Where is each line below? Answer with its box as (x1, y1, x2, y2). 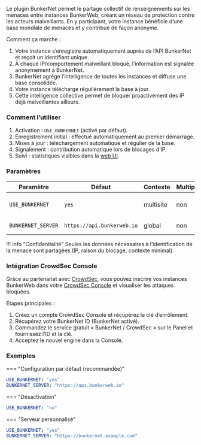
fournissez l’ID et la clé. (14, 330, 73, 337)
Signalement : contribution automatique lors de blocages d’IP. (14, 146, 167, 153)
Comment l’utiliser (6, 113, 61, 122)
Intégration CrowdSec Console (6, 262, 98, 270)
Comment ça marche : (6, 36, 61, 43)
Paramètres (6, 167, 41, 175)
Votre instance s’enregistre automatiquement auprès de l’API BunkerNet (14, 47, 191, 55)
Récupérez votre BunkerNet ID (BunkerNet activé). (14, 317, 139, 325)
